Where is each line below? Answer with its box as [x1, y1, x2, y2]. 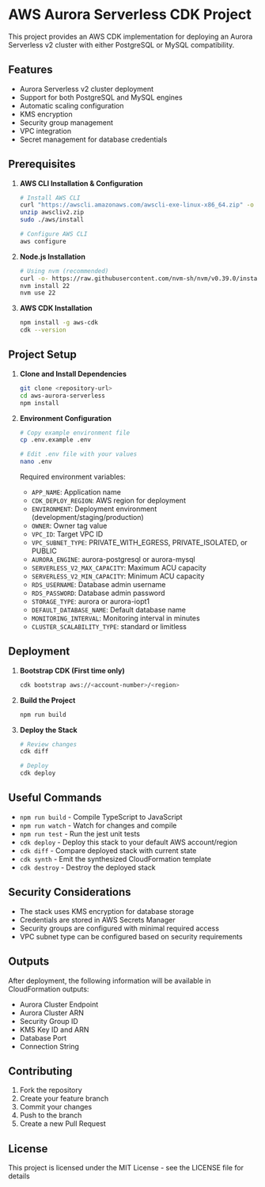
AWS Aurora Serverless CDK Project [8, 6, 252, 24]
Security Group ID [19, 1016, 79, 1026]
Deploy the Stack [19, 725, 78, 734]
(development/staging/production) [31, 513, 144, 521]
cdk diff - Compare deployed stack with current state [19, 845, 197, 855]
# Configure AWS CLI [19, 230, 88, 238]
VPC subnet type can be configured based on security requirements [19, 931, 243, 941]
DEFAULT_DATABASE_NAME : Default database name [31, 605, 186, 614]
